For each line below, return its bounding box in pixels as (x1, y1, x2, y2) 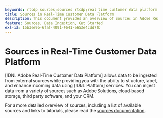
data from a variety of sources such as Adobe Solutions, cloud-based (5, 88, 145, 94)
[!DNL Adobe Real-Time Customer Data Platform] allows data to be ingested (5, 72, 157, 78)
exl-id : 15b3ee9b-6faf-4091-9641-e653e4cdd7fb (5, 25, 101, 30)
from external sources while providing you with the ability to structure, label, (5, 78, 157, 84)
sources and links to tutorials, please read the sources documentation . (5, 108, 146, 114)
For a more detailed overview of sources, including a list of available (5, 102, 141, 108)
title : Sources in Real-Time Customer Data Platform (5, 12, 114, 17)
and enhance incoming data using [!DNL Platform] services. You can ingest (5, 83, 155, 89)
